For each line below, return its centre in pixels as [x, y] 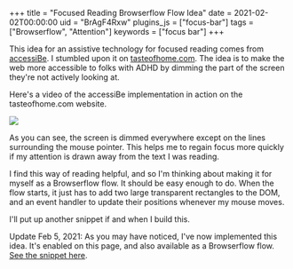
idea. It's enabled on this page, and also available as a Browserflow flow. [142, 246]
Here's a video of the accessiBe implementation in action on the [126, 94]
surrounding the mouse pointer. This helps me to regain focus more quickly [146, 147]
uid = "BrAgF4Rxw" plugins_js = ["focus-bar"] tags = [157, 22]
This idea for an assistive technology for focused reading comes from [137, 49]
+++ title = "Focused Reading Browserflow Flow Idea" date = [121, 13]
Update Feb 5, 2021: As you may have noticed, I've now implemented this [143, 236]
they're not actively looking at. [64, 77]
